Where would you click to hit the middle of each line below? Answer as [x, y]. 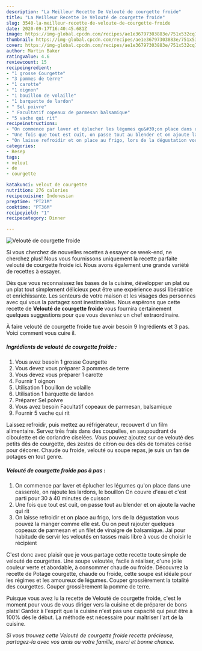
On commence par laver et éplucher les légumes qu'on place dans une [103, 486]
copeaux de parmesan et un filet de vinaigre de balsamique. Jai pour [100, 530]
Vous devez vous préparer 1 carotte [59, 375]
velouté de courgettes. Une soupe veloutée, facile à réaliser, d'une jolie [94, 561]
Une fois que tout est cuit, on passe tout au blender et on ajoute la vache [105, 505]
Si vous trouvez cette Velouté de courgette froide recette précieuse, [90, 635]
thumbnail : [20, 40]
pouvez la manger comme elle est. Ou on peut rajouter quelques [94, 524]
